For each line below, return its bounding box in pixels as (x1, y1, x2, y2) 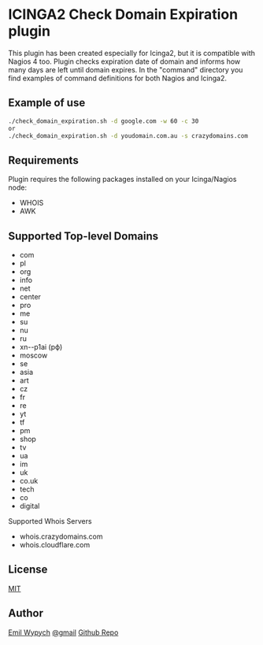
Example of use (8, 96, 86, 109)
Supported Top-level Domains (8, 229, 159, 243)
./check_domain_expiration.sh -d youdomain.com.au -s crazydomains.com (8, 132, 248, 139)
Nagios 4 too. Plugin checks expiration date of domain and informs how (8, 57, 241, 66)
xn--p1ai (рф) (19, 343, 63, 351)
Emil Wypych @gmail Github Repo (8, 628, 119, 637)
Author (8, 606, 43, 620)
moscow (19, 350, 48, 360)
